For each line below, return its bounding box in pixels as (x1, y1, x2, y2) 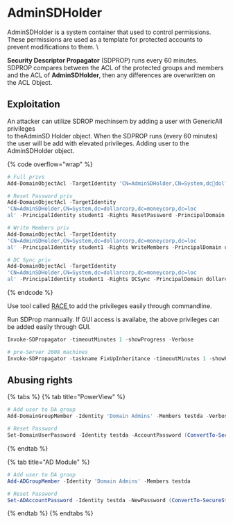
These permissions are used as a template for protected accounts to (7, 35, 203, 43)
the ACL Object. (7, 78, 53, 86)
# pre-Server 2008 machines (7, 348, 89, 355)
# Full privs (7, 173, 45, 180)
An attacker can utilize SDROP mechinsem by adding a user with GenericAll (7, 117, 223, 125)
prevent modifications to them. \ (7, 42, 99, 51)
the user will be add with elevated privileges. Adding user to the (7, 139, 189, 147)
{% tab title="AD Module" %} (7, 458, 90, 466)
